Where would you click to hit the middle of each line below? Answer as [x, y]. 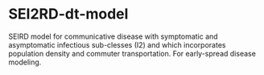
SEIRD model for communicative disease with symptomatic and [113, 36]
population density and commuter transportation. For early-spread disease [132, 53]
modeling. [25, 62]
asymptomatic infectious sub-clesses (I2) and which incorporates [117, 44]
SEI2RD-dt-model [68, 14]
